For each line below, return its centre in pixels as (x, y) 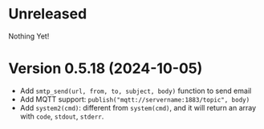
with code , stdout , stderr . (62, 116)
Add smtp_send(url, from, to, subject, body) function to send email (136, 91)
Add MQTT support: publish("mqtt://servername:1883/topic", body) (135, 99)
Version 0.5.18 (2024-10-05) (106, 69)
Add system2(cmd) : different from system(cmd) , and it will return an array (138, 107)
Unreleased (48, 14)
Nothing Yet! (29, 36)
